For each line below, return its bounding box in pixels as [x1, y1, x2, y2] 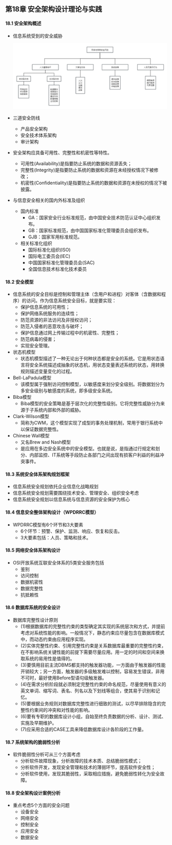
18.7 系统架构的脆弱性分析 [5, 739, 61, 745]
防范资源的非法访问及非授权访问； [20, 317, 93, 323]
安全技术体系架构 [20, 132, 57, 138]
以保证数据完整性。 [20, 426, 62, 432]
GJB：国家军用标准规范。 [28, 234, 82, 240]
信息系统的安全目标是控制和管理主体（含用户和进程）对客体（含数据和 [12, 291, 162, 297]
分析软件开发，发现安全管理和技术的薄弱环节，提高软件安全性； [20, 764, 156, 770]
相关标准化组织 [20, 240, 52, 247]
